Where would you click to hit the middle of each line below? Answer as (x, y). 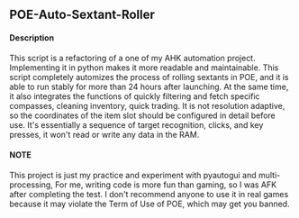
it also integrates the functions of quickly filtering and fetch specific (135, 96)
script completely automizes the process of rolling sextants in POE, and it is (149, 77)
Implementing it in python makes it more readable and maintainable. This (144, 68)
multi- (269, 175)
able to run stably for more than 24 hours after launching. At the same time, (149, 86)
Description (32, 37)
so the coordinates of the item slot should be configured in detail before (143, 115)
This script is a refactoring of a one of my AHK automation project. (132, 58)
